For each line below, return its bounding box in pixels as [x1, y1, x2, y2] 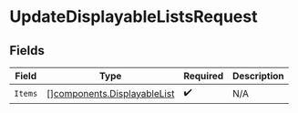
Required [183, 70, 224, 82]
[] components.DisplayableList [46, 87, 175, 99]
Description [231, 70, 284, 82]
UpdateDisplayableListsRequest [9, 6, 258, 27]
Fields [9, 43, 46, 58]
